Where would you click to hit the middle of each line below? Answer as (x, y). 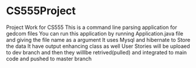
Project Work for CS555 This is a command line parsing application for (92, 27)
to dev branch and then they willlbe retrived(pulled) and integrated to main (97, 52)
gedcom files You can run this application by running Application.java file (95, 33)
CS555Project (41, 11)
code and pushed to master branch (49, 59)
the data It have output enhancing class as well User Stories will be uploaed (98, 46)
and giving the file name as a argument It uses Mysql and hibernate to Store (98, 40)
